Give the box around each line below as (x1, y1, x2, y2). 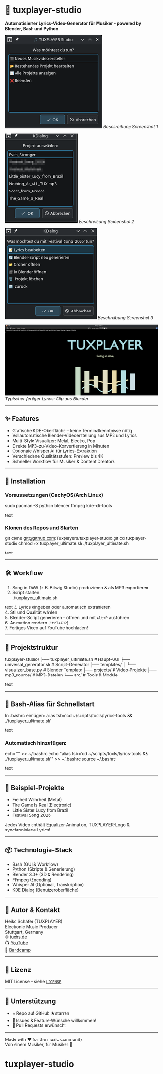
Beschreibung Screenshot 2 (78, 218, 134, 224)
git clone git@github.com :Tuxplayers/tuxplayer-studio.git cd (5, 536, 125, 541)
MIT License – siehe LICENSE (5, 979, 62, 985)
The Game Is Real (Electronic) (12, 802, 72, 808)
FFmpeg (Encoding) (12, 877, 52, 883)
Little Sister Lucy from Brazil (12, 807, 69, 813)
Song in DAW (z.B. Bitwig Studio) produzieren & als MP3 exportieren (12, 584, 149, 590)
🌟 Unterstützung (5, 997, 56, 1005)
